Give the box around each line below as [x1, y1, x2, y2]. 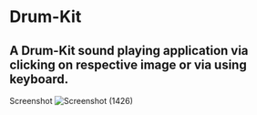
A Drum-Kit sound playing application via [9, 43, 249, 58]
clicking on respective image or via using [9, 57, 248, 72]
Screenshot [9, 96, 53, 106]
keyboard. [9, 71, 69, 87]
